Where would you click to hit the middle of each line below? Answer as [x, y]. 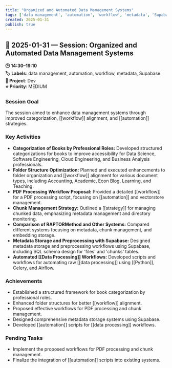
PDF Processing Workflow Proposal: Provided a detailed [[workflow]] [87, 191]
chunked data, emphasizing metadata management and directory [82, 213]
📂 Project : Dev [20, 81]
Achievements [24, 281]
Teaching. [23, 186]
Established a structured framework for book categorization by [79, 292]
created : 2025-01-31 [27, 19]
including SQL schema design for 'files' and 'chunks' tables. [76, 251]
